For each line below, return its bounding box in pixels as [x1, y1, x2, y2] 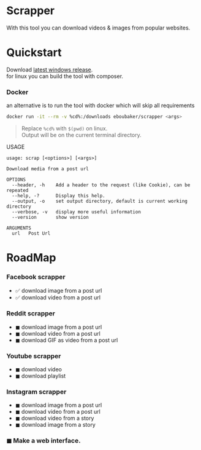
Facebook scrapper [6, 273, 66, 282]
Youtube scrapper [6, 352, 61, 360]
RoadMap [6, 251, 56, 265]
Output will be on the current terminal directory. [21, 132, 142, 139]
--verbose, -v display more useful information [12, 209, 141, 215]
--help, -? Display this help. [12, 193, 105, 199]
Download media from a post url [6, 166, 89, 172]
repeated [6, 187, 29, 194]
